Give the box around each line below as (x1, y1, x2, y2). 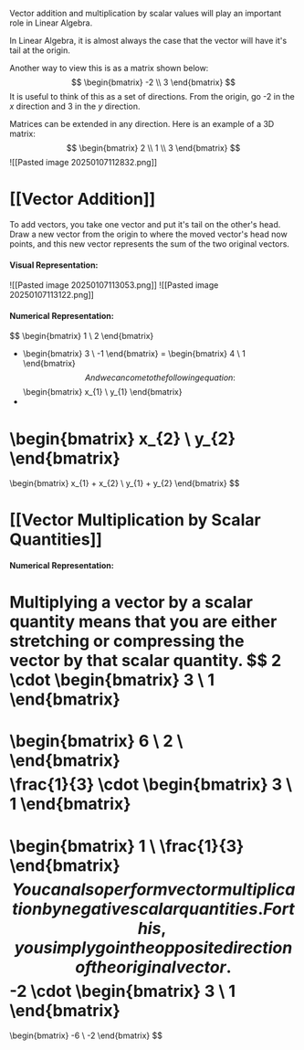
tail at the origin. (9, 45, 71, 56)
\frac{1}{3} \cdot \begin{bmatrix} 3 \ (9, 774, 293, 795)
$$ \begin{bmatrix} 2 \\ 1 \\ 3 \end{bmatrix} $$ (66, 143, 241, 154)
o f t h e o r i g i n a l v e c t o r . (75, 957, 232, 977)
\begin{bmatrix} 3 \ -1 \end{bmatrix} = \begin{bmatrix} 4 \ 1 (22, 348, 246, 359)
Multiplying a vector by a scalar (9, 592, 254, 613)
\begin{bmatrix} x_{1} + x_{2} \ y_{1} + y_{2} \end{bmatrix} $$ (9, 478, 240, 489)
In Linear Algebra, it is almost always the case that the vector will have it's (9, 36, 288, 46)
